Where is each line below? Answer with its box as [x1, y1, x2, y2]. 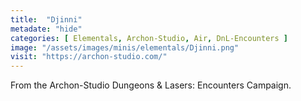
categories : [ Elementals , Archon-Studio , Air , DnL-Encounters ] [10, 33, 288, 43]
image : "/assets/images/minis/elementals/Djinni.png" [10, 42, 240, 53]
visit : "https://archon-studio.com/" [10, 52, 168, 62]
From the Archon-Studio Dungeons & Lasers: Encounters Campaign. [10, 79, 292, 91]
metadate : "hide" [10, 24, 83, 34]
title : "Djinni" [10, 14, 83, 25]
